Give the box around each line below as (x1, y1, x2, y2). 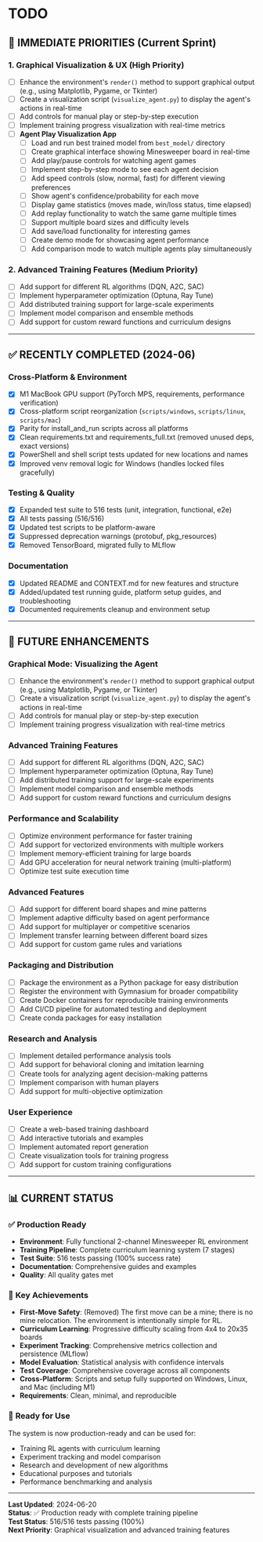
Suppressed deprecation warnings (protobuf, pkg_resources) (19, 531, 218, 541)
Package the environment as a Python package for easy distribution (19, 978, 239, 987)
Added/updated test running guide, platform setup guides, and (19, 587, 222, 596)
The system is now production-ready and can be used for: (8, 1428, 196, 1438)
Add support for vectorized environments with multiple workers (19, 840, 225, 849)
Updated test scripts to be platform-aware (19, 523, 156, 532)
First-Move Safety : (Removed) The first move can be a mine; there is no (19, 1307, 254, 1317)
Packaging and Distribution (8, 960, 114, 971)
